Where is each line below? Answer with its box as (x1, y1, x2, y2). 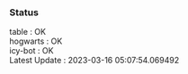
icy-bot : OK (9, 45, 54, 56)
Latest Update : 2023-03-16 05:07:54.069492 (9, 55, 180, 66)
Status (9, 6, 39, 19)
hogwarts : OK (9, 36, 63, 46)
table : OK (9, 27, 47, 37)
